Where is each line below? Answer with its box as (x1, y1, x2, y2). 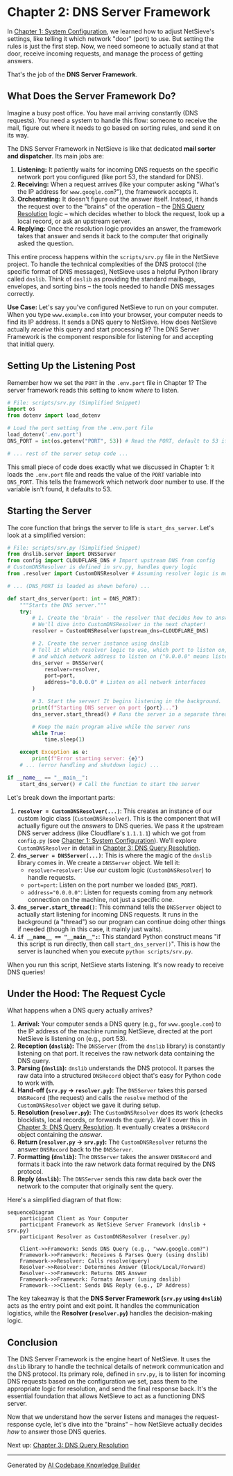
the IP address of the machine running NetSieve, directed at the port (17, 1027, 213, 1035)
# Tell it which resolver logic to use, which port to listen (32, 646, 216, 653)
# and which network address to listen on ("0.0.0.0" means (32, 653, 209, 660)
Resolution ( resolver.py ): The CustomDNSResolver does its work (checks (17, 1108, 223, 1117)
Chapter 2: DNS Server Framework (7, 4, 211, 20)
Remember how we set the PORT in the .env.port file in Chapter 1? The (7, 378, 207, 386)
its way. (7, 131, 29, 139)
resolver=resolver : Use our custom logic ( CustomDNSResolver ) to (27, 866, 212, 874)
